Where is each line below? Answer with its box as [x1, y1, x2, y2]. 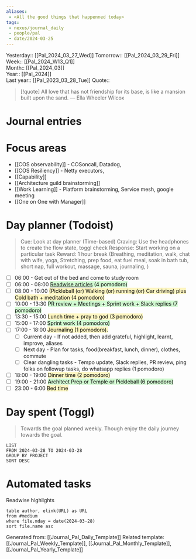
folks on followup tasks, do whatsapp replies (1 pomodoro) [23, 365, 165, 372]
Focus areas [6, 142, 67, 155]
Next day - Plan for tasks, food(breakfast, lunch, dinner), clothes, [23, 346, 180, 353]
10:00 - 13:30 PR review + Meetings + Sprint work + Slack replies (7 [14, 300, 178, 307]
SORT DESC [6, 458, 30, 464]
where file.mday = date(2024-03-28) [6, 518, 95, 524]
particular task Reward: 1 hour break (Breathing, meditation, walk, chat [20, 251, 190, 258]
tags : [6, 19, 19, 25]
